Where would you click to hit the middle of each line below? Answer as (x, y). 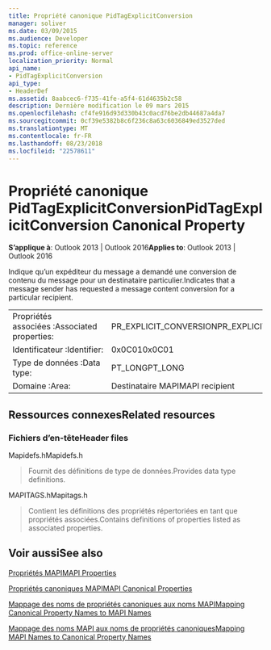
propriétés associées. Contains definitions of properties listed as (134, 519)
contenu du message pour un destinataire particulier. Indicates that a (122, 280)
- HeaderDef (28, 91)
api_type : (25, 83)
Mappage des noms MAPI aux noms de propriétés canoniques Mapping (127, 628)
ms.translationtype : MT (48, 128)
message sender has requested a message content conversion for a (122, 289)
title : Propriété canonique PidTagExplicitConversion (101, 16)
